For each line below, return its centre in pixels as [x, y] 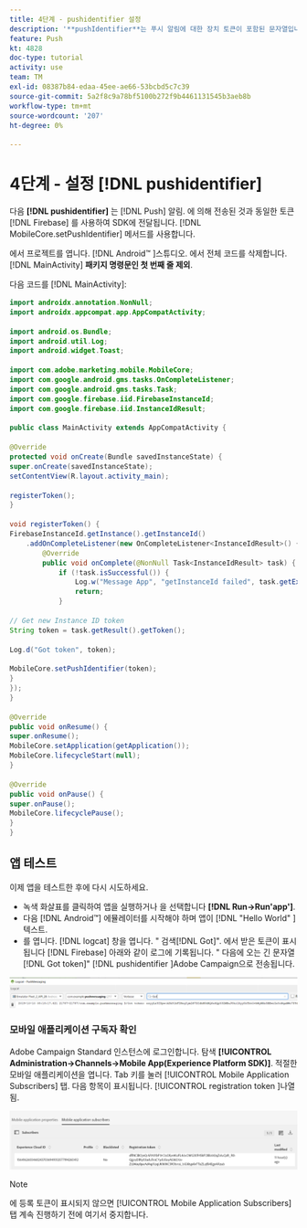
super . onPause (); [42, 804]
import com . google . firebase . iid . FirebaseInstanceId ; [112, 399]
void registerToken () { [55, 524]
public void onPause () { [57, 794]
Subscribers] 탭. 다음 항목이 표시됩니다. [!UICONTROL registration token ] [145, 1085]
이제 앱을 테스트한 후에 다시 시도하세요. [79, 887]
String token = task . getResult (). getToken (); [97, 630]
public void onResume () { [58, 726]
